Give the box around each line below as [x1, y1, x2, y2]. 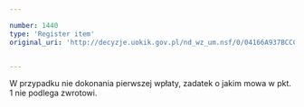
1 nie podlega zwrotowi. [9, 87, 98, 99]
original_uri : [9, 38, 63, 47]
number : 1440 [9, 21, 59, 30]
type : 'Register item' [9, 29, 95, 39]
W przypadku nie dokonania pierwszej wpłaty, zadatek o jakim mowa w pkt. [9, 78, 292, 89]
